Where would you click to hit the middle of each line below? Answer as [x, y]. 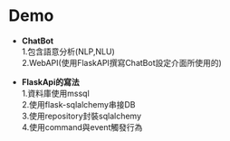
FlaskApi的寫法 [50, 81]
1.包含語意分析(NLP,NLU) [68, 52]
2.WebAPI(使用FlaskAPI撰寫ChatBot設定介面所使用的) [122, 62]
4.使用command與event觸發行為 [82, 127]
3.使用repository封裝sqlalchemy [81, 116]
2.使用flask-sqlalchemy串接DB [78, 104]
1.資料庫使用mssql [55, 93]
